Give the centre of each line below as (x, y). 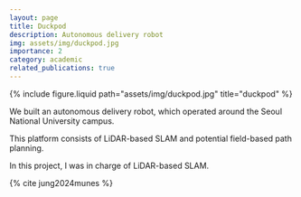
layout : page (34, 18)
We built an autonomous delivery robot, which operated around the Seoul (146, 111)
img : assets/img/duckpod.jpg (64, 43)
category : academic (46, 60)
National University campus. (62, 121)
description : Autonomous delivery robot (87, 34)
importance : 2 (36, 52)
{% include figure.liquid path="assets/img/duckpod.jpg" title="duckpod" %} (151, 94)
